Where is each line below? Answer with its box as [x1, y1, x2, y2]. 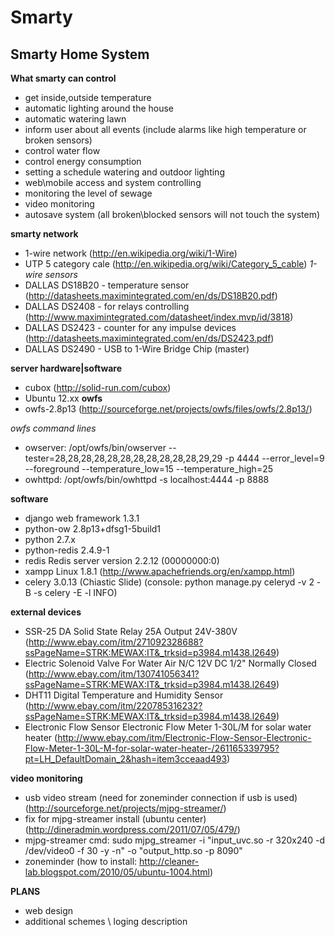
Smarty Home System [10, 46, 150, 63]
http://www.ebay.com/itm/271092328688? [28, 636, 204, 648]
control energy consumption [24, 156, 142, 167]
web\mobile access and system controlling [24, 177, 202, 188]
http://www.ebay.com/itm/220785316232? [28, 700, 203, 711]
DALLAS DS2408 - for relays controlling [24, 301, 190, 312]
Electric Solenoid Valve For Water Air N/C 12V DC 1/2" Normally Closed [24, 657, 317, 669]
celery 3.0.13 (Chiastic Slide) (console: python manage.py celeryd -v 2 [24, 576, 315, 588]
